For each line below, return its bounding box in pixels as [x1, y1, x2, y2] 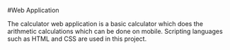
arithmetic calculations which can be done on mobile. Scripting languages [7, 27, 223, 35]
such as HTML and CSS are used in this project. [7, 35, 147, 43]
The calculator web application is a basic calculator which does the [7, 20, 204, 27]
